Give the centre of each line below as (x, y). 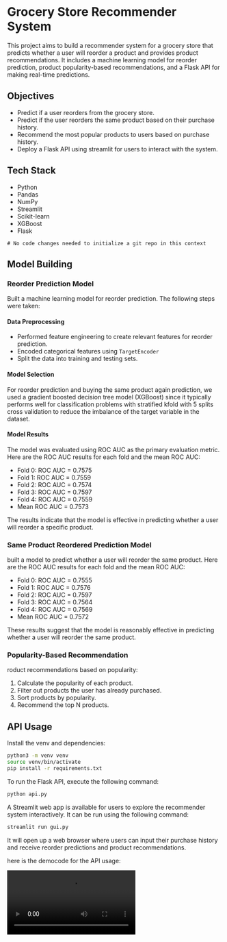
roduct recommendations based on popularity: (72, 670)
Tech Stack (31, 171)
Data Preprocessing (36, 321)
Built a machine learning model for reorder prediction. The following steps (111, 299)
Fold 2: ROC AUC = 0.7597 (54, 595)
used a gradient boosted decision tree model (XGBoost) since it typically (109, 397)
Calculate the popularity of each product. (75, 683)
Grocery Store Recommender (92, 12)
